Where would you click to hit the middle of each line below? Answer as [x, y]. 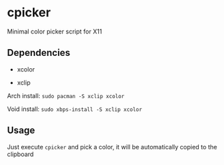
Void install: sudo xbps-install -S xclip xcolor [74, 109]
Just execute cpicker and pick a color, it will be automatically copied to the [112, 147]
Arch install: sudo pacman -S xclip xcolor [66, 95]
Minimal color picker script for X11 [55, 31]
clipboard [20, 154]
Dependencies [39, 53]
